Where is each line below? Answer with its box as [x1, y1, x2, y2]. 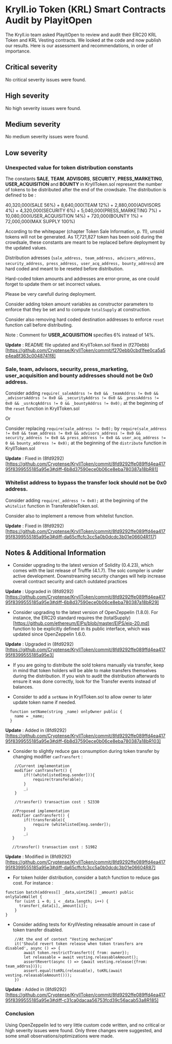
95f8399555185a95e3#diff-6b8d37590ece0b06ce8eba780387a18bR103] [5, 738, 161, 744]
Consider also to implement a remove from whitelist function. [5, 513, 134, 519]
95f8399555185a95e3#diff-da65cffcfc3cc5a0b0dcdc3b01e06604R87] [5, 865, 156, 871]
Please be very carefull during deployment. [5, 291, 96, 297]
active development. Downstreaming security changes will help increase [12, 573, 166, 579]
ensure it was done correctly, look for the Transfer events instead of [12, 678, 157, 685]
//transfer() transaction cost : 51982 [12, 844, 97, 850]
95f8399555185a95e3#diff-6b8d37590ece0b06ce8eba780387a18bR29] [5, 599, 159, 605]
